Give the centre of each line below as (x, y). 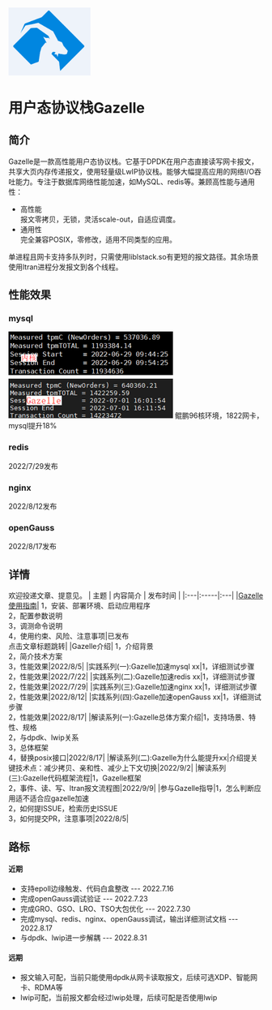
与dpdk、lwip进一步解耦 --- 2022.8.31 (83, 937)
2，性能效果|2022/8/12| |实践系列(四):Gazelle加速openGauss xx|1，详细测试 (135, 697)
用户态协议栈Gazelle (77, 107)
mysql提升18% (33, 426)
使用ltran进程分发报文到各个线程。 (66, 267)
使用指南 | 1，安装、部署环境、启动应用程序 (80, 606)
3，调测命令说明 (36, 626)
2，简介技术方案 (36, 656)
